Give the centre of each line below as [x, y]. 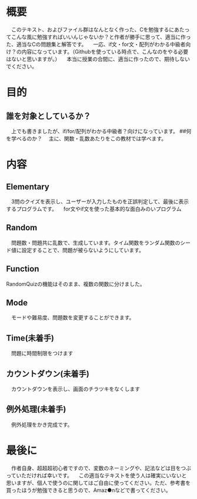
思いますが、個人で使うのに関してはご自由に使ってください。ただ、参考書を [98, 483]
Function [23, 269]
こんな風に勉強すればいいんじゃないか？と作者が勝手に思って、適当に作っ [101, 37]
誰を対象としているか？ [49, 116]
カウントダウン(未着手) [48, 374]
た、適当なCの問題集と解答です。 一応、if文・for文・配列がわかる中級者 [96, 44]
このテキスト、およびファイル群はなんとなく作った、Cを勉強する [90, 29]
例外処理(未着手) [36, 409]
